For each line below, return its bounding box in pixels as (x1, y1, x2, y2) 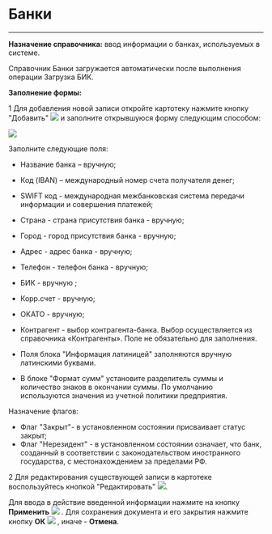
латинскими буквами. (19, 358, 96, 367)
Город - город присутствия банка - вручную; (19, 231, 176, 240)
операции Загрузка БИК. (8, 72, 95, 82)
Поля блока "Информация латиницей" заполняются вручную (19, 349, 232, 358)
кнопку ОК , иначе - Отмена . (8, 516, 120, 526)
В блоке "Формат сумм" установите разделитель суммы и (19, 373, 224, 383)
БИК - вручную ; (19, 278, 78, 287)
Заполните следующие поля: (8, 143, 108, 154)
